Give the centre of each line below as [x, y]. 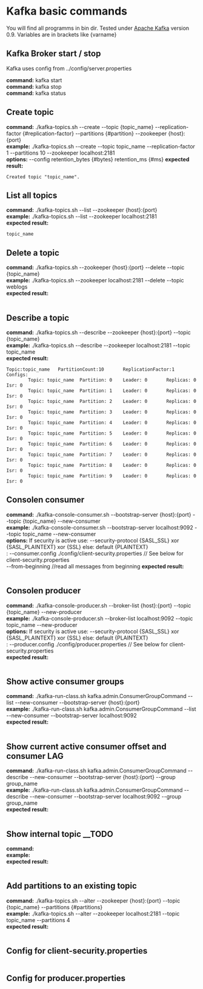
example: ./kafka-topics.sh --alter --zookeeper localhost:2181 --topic [93, 914]
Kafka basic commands [67, 11]
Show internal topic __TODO [60, 834]
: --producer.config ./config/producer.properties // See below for [87, 644]
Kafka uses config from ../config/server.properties [69, 68]
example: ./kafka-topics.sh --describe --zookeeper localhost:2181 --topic [98, 345]
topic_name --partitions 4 [38, 920]
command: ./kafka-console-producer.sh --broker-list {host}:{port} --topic [99, 605]
